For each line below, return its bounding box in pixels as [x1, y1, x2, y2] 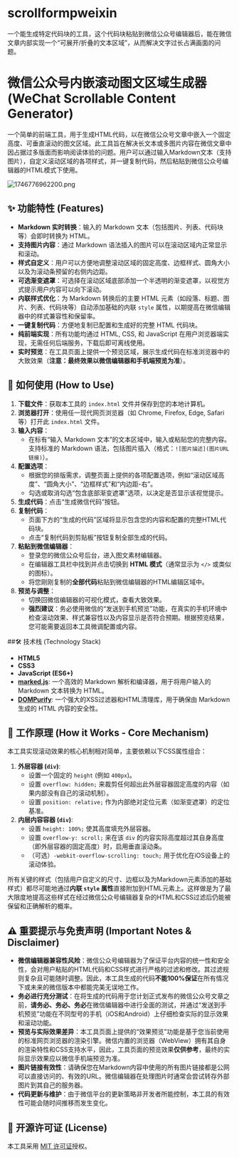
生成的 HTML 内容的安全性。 [17, 704, 102, 712]
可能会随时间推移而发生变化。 [23, 1099, 112, 1107]
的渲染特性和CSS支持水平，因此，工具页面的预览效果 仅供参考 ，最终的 [17, 1045, 224, 1054]
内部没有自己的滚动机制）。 [34, 789, 113, 797]
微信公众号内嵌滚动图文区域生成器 [7, 75, 208, 91]
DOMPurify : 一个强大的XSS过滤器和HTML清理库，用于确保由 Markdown [17, 695, 230, 703]
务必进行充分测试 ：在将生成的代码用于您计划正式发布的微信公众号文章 [17, 992, 224, 1000]
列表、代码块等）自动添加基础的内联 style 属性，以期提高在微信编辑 [30, 303, 231, 311]
